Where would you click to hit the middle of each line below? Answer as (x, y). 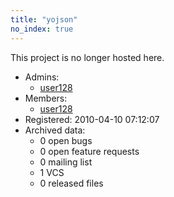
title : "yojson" (44, 19)
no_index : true (42, 29)
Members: (46, 98)
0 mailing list (66, 162)
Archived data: (55, 130)
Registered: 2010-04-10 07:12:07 (92, 119)
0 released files (71, 183)
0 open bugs (66, 140)
